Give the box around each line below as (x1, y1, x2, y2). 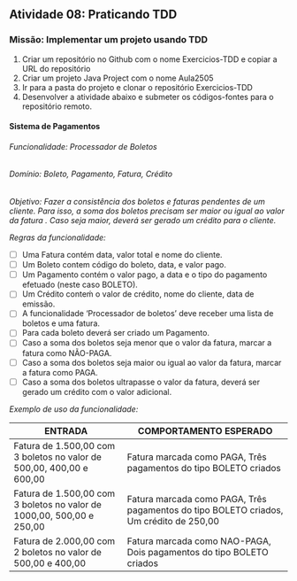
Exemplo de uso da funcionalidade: (9, 403, 139, 414)
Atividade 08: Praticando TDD (9, 7, 178, 22)
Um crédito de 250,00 (126, 515, 219, 527)
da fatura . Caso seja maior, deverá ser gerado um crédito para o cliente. (9, 215, 277, 226)
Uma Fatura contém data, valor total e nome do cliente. (21, 250, 223, 260)
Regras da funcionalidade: (9, 232, 106, 243)
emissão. (21, 298, 56, 309)
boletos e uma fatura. (21, 318, 100, 329)
